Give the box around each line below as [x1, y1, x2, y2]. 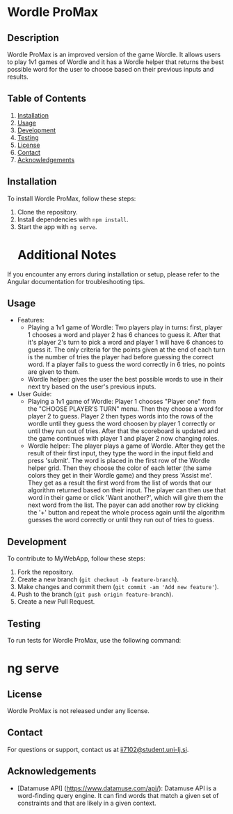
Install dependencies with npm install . [17, 215, 129, 224]
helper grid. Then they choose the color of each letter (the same [27, 464, 212, 472]
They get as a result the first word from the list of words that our [27, 478, 212, 487]
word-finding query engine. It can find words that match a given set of [17, 791, 219, 799]
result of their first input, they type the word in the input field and [27, 449, 214, 457]
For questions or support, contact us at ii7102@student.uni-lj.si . [7, 745, 189, 753]
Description [7, 32, 59, 44]
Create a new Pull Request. [17, 597, 95, 606]
